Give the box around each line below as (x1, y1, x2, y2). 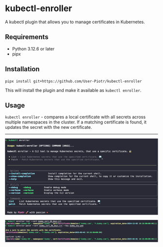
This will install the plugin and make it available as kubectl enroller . (5, 87, 142, 93)
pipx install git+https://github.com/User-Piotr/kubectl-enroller (5, 78, 142, 84)
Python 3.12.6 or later (12, 46, 55, 51)
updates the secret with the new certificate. (5, 124, 92, 130)
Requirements (5, 33, 49, 41)
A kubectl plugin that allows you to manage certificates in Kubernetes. (5, 19, 145, 25)
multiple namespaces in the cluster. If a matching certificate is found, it (5, 119, 147, 125)
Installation (5, 65, 40, 73)
